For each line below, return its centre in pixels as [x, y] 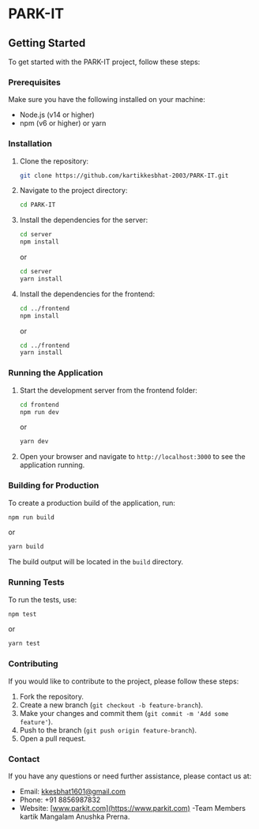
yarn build [26, 547]
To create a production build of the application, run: [92, 503]
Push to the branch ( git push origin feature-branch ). [108, 730]
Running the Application [56, 373]
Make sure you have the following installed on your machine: [107, 100]
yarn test [24, 644]
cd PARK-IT [38, 205]
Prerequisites [34, 82]
